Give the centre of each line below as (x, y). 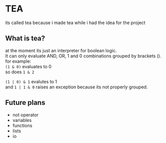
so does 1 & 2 (20, 72)
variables (22, 120)
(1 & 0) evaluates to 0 (28, 66)
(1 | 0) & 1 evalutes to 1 (31, 81)
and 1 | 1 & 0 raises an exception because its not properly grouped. (76, 87)
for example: (18, 61)
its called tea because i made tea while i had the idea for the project (75, 23)
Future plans (25, 103)
